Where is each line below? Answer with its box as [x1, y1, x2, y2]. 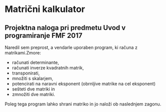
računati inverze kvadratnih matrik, [12, 65, 84, 70]
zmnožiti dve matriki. [12, 91, 56, 97]
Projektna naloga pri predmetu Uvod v [5, 23, 126, 32]
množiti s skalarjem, [12, 75, 54, 81]
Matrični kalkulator [5, 3, 85, 15]
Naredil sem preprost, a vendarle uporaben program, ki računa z [5, 44, 138, 50]
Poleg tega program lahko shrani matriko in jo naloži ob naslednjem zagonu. [5, 101, 161, 107]
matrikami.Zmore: [5, 50, 41, 55]
